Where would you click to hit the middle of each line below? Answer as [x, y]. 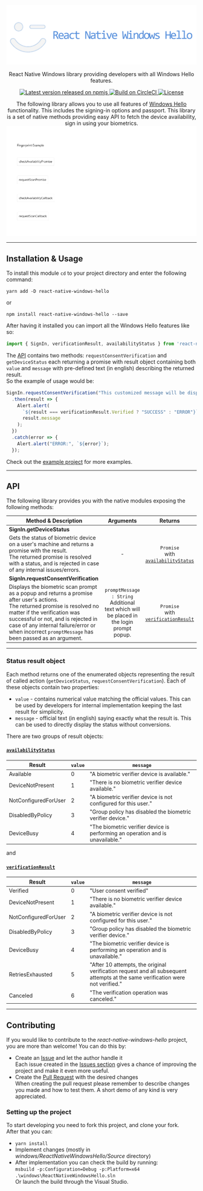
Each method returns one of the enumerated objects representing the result [101, 674]
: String [122, 597]
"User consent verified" [119, 891]
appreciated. [31, 1096]
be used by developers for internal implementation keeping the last [98, 705]
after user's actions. [34, 599]
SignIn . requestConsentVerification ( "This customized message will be [96, 393]
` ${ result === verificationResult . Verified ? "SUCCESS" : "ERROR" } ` [110, 412]
